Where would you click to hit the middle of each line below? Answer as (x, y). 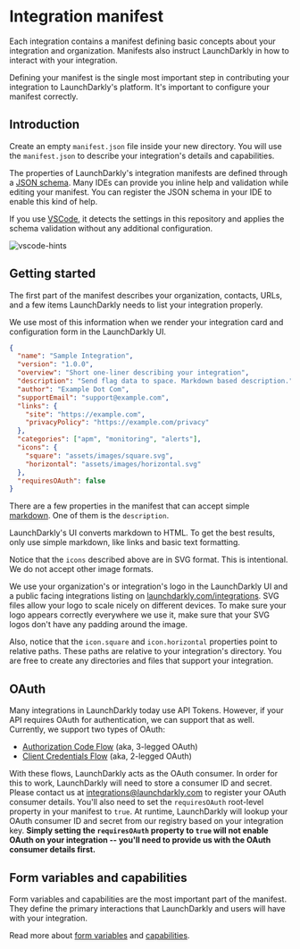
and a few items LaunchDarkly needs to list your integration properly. (136, 305)
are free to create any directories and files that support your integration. (142, 661)
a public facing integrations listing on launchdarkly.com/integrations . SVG (144, 596)
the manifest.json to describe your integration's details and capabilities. (142, 155)
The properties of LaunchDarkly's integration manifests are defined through (149, 172)
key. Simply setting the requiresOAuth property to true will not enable (139, 831)
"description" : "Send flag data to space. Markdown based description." (155, 382)
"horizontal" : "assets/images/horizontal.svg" (113, 464)
